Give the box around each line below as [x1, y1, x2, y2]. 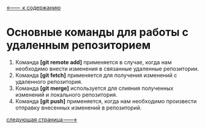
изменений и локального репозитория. [15, 90, 117, 98]
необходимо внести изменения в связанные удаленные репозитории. [15, 65, 199, 72]
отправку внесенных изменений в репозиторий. [15, 104, 142, 111]
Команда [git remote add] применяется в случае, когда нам [15, 58, 173, 65]
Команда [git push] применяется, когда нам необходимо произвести [15, 97, 197, 105]
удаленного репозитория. [15, 78, 83, 85]
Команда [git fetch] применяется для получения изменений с [15, 72, 177, 79]
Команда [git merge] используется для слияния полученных [15, 84, 174, 92]
